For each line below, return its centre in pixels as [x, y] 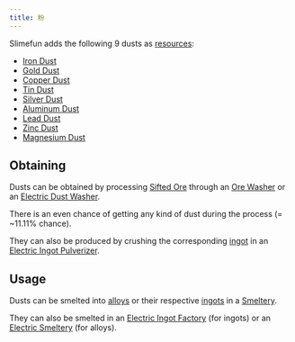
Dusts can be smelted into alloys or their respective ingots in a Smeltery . [143, 301]
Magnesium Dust [54, 137]
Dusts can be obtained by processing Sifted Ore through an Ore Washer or [147, 187]
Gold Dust [41, 70]
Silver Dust [42, 99]
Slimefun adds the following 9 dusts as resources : [102, 43]
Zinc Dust [40, 128]
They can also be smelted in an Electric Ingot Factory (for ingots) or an [140, 318]
